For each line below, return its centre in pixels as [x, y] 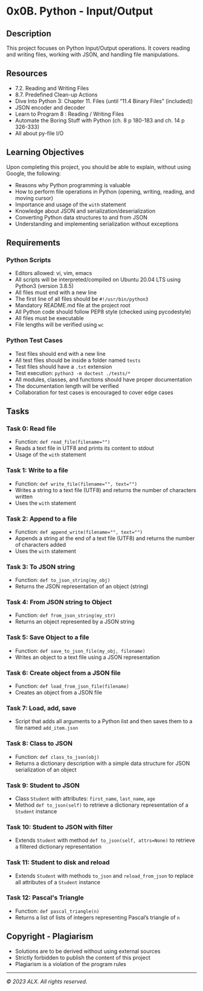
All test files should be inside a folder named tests [78, 360]
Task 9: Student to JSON [43, 785]
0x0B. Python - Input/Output [79, 11]
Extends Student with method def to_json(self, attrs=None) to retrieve [105, 840]
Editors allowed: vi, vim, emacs [53, 273]
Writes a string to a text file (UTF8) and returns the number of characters [105, 490]
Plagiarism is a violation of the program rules [71, 964]
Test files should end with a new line [60, 353]
